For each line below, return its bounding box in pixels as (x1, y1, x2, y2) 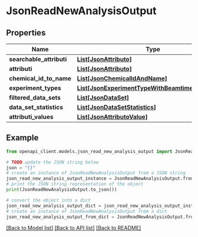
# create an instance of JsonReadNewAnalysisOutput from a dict (6, 208, 167, 214)
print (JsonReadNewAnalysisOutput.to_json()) (6, 187, 117, 193)
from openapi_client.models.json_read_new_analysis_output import (6, 148, 173, 154)
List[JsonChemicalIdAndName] (77, 74, 168, 82)
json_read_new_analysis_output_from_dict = (6, 214, 115, 220)
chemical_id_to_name (9, 74, 72, 82)
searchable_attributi (9, 55, 67, 63)
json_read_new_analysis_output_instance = (6, 176, 112, 181)
